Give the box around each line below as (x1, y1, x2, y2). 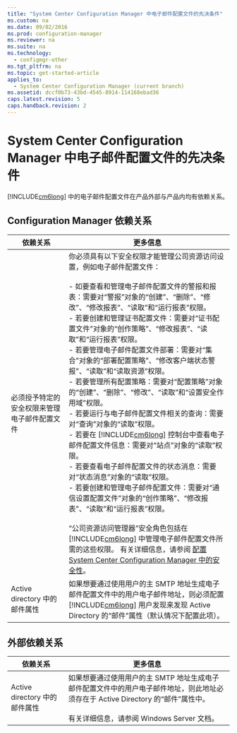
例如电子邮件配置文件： (83, 262, 161, 272)
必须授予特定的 (11, 393, 61, 403)
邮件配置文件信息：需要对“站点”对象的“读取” (68, 440, 216, 450)
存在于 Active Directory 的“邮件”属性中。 (75, 694, 210, 704)
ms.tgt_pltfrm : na (7, 63, 61, 70)
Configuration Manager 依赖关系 (7, 215, 152, 227)
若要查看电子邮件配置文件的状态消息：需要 (75, 461, 217, 471)
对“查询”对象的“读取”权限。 (68, 419, 159, 429)
